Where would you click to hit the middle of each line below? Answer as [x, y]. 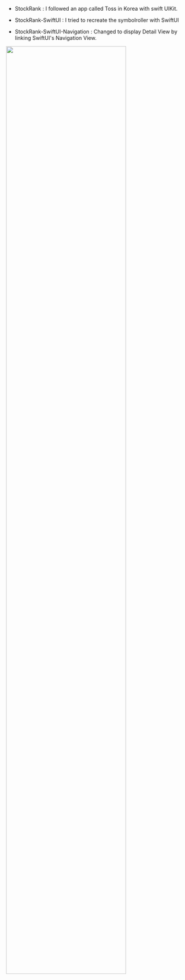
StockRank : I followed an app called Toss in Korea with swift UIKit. [96, 9]
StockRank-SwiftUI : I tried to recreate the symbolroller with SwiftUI [97, 20]
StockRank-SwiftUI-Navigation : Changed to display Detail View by [96, 32]
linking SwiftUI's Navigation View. [55, 38]
